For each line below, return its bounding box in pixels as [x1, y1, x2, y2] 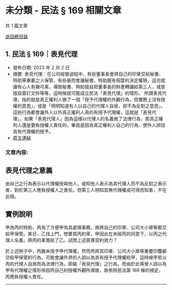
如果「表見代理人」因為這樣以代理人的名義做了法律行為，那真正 [24, 116, 159, 122]
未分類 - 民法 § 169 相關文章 [5, 5, 122, 16]
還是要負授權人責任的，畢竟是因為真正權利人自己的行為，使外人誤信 [21, 122, 165, 128]
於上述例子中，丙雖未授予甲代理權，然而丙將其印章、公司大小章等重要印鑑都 [5, 248, 167, 254]
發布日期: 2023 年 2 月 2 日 [12, 64, 70, 71]
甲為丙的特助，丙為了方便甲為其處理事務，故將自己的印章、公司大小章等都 [5, 225, 162, 231]
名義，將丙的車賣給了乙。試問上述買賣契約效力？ [14, 237, 118, 243]
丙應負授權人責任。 [5, 274, 46, 280]
